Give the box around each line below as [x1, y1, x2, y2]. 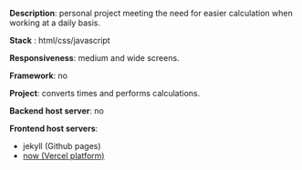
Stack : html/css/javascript [9, 35, 111, 45]
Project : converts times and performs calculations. [9, 88, 201, 98]
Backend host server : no [9, 105, 105, 116]
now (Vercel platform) [22, 150, 105, 161]
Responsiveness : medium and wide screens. [9, 53, 180, 63]
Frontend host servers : [9, 123, 99, 134]
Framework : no [9, 70, 68, 81]
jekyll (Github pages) [22, 141, 102, 151]
